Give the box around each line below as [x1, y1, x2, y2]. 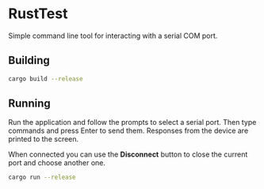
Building [8, 54, 50, 67]
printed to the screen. [8, 134, 79, 144]
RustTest [8, 5, 68, 23]
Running [8, 96, 52, 111]
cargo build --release [8, 74, 83, 83]
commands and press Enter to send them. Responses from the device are [8, 126, 249, 135]
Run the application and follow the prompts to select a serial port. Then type [8, 118, 257, 127]
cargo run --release [8, 173, 77, 182]
